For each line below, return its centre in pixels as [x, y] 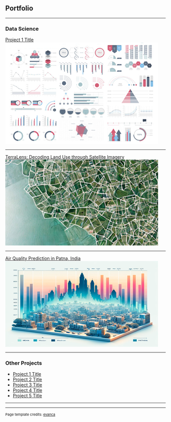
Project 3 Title [27, 385]
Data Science [22, 28]
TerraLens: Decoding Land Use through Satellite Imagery [65, 157]
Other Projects [24, 363]
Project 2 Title [27, 380]
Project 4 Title [27, 390]
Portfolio [19, 8]
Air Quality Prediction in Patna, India [43, 258]
